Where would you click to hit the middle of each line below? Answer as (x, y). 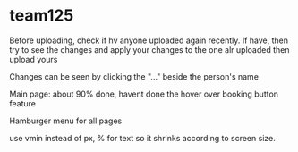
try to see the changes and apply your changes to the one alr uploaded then (149, 49)
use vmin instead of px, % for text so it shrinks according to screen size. (142, 138)
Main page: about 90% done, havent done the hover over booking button (144, 94)
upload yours (34, 59)
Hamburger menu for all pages (66, 121)
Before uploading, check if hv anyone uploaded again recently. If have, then (149, 40)
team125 (42, 16)
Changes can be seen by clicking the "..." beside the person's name (134, 76)
